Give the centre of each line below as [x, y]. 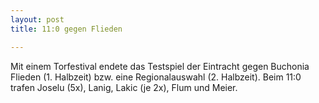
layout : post [37, 19]
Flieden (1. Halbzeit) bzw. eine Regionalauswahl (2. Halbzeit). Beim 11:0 [156, 77]
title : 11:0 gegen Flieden [66, 29]
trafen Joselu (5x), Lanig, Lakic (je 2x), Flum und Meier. [124, 87]
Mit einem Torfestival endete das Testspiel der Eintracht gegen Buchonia [160, 66]
